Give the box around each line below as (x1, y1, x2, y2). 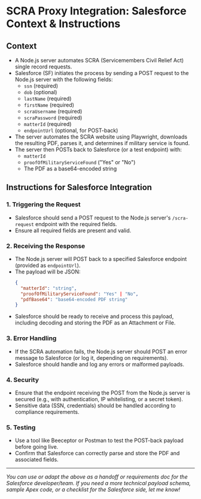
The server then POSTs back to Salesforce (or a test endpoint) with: (14, 146, 182, 153)
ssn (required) (23, 82, 59, 89)
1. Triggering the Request (6, 200, 81, 209)
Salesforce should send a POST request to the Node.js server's (14, 214, 171, 221)
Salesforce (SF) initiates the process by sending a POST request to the (14, 70, 189, 76)
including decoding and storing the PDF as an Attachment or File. (14, 319, 176, 326)
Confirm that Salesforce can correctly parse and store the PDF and (14, 450, 180, 457)
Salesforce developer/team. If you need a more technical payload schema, (6, 480, 191, 487)
